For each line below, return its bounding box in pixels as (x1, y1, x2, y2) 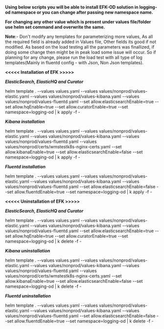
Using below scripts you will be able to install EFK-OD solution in (5, 4, 139, 10)
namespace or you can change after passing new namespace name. (11, 9, 153, 15)
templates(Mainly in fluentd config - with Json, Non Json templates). (5, 60, 143, 65)
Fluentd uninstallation (5, 293, 51, 299)
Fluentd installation (5, 164, 46, 169)
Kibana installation (5, 119, 45, 124)
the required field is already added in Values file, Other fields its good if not (5, 39, 157, 45)
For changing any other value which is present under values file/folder (5, 19, 151, 25)
